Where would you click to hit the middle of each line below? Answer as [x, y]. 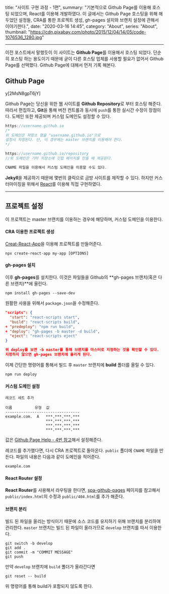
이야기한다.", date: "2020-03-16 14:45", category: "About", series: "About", [81, 26]
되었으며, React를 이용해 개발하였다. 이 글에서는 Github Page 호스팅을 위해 [84, 14]
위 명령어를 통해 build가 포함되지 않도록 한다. [49, 586]
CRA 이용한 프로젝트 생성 [30, 232]
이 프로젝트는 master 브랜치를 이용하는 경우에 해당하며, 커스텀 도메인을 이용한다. [84, 219]
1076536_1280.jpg [24, 37]
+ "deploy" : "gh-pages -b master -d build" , [53, 332]
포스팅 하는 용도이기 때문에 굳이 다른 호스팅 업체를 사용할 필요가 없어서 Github [87, 59]
